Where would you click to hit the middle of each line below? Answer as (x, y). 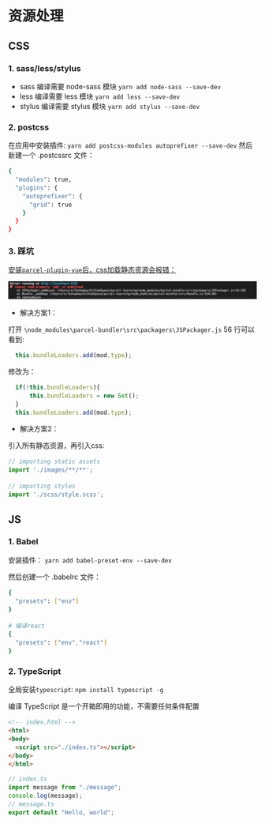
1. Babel (23, 542)
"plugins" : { (37, 188)
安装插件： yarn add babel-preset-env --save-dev (90, 560)
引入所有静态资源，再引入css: (56, 445)
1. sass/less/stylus (45, 68)
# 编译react (26, 626)
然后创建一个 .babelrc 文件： (54, 577)
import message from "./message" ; (65, 788)
